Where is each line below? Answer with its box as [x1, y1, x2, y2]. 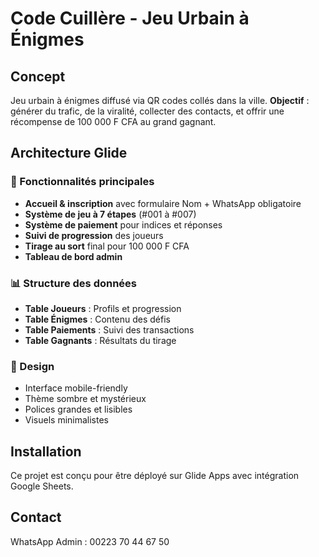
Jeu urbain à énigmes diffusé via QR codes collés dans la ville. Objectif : [10, 95, 310, 106]
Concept [10, 68, 66, 85]
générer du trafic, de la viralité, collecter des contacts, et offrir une [10, 105, 285, 117]
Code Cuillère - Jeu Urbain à [10, 7, 250, 30]
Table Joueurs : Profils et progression [24, 302, 182, 314]
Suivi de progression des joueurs [24, 229, 164, 241]
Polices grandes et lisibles [24, 403, 133, 416]
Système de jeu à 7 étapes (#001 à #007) [24, 208, 197, 220]
